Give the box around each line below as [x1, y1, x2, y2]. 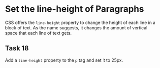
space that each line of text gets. [5, 30, 72, 36]
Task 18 [5, 44, 29, 52]
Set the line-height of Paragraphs [5, 3, 144, 15]
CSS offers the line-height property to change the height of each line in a [5, 20, 156, 25]
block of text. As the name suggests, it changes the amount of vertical [5, 24, 148, 30]
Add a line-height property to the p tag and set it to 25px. [5, 57, 123, 63]
